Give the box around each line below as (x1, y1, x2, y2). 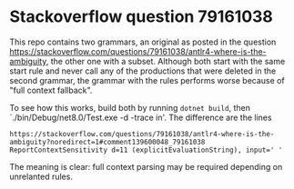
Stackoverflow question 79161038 (9, 6, 273, 27)
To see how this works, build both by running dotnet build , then (9, 102, 250, 113)
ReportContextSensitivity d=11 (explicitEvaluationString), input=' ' (9, 145, 283, 154)
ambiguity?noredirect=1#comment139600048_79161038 (9, 137, 206, 146)
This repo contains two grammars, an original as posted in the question (9, 36, 277, 47)
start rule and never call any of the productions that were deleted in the (9, 65, 277, 76)
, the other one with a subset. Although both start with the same (46, 55, 286, 66)
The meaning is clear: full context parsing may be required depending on (9, 161, 283, 172)
